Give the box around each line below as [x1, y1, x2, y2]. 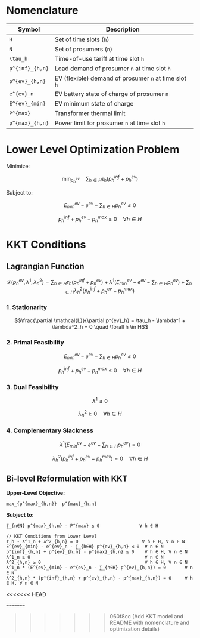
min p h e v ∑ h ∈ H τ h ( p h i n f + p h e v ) [61, 174, 139, 184]
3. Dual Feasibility [6, 383, 59, 391]
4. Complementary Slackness [6, 426, 93, 434]
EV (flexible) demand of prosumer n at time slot [54, 74, 186, 82]
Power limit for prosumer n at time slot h [54, 119, 165, 127]
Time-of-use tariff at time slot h [54, 54, 145, 63]
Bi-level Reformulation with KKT [6, 473, 128, 483]
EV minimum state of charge [54, 99, 134, 107]
